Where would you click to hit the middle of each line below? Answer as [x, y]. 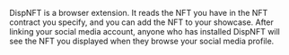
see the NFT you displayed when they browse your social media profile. [142, 41]
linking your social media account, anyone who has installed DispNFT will [145, 31]
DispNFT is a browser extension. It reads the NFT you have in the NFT [139, 13]
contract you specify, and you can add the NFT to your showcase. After [141, 22]
